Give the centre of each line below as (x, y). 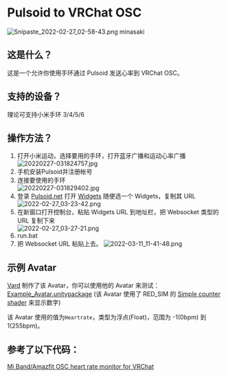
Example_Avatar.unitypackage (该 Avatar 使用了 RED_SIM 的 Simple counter (114, 294)
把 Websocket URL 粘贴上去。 (59, 244)
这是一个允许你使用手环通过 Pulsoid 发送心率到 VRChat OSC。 (95, 73)
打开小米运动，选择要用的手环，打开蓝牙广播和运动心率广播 (101, 156)
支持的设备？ (34, 96)
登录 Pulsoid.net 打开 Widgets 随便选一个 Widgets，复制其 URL (106, 196)
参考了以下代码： (43, 349)
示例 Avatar (32, 267)
